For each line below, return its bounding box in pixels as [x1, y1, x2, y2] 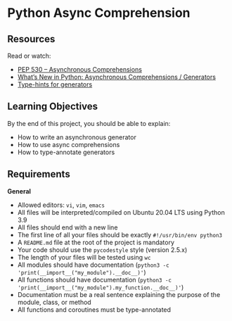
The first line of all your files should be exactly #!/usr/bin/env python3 [17, 230, 223, 239]
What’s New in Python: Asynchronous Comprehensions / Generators [17, 73, 217, 81]
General [7, 187, 32, 195]
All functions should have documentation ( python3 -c [17, 275, 172, 284]
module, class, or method [17, 298, 91, 306]
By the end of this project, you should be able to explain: [7, 119, 171, 127]
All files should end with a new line [17, 223, 118, 232]
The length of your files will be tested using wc [17, 253, 151, 261]
